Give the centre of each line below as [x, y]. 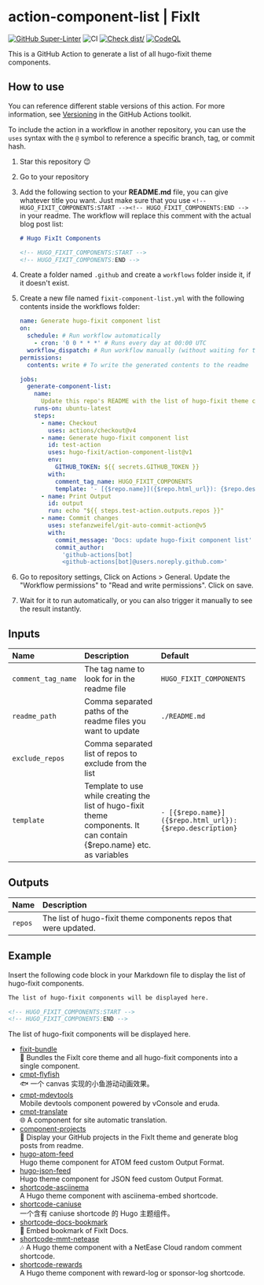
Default [175, 656]
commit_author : [79, 547]
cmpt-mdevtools [46, 1095]
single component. [49, 1066]
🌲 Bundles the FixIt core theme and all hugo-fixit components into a [128, 1058]
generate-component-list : [69, 387]
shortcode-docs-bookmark [64, 1222]
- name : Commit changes [80, 518]
